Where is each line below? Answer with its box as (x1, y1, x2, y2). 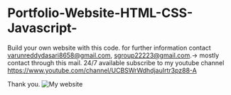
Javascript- (7, 20, 77, 36)
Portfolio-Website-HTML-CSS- (7, 5, 193, 21)
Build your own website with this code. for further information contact (7, 43, 211, 52)
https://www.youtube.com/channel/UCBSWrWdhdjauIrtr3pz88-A (7, 66, 197, 74)
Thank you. (7, 79, 41, 88)
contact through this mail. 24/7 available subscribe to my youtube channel (7, 58, 225, 67)
